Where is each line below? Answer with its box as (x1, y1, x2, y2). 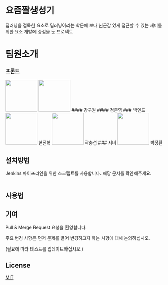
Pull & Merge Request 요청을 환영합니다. (5, 224, 87, 231)
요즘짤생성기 (5, 5, 55, 16)
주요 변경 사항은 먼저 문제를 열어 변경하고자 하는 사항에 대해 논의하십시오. (5, 235, 150, 241)
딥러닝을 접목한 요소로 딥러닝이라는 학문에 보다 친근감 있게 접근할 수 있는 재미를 (5, 22, 162, 28)
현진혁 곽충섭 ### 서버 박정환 (38, 140, 163, 146)
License (5, 261, 31, 269)
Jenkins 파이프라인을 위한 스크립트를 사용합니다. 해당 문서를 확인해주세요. (5, 170, 152, 176)
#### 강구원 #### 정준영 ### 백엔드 (71, 107, 146, 113)
